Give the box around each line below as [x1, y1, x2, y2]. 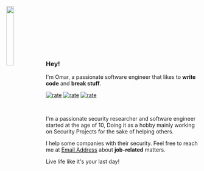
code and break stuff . [45, 80, 102, 87]
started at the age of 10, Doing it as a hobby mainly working [45, 121, 195, 129]
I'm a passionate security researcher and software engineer [45, 115, 196, 122]
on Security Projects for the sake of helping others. [45, 128, 174, 135]
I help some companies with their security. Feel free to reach [45, 139, 198, 147]
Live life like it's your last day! [45, 158, 120, 166]
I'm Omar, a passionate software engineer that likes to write [45, 73, 196, 81]
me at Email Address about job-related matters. [45, 146, 166, 153]
